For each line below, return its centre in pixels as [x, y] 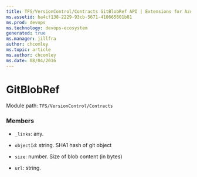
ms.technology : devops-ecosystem [47, 28]
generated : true [26, 33]
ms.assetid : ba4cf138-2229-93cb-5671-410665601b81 [69, 17]
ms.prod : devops [26, 22]
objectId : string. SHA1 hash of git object [63, 145]
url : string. [28, 168]
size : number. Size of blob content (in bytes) [68, 156]
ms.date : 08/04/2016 [31, 60]
